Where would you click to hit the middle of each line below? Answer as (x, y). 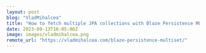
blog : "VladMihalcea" (34, 18)
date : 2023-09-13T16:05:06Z (42, 29)
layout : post (23, 12)
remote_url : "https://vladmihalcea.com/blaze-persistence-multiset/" (97, 40)
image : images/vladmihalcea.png (48, 35)
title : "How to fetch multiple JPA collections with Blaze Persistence (100, 23)
